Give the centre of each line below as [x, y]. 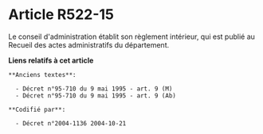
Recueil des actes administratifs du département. [89, 44]
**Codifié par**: [37, 109]
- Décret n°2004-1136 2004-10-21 [71, 123]
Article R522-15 [61, 15]
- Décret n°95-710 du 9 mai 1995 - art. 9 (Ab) [96, 96]
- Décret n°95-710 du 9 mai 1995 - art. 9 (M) [94, 89]
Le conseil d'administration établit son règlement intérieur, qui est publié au [131, 36]
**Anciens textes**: [43, 75]
